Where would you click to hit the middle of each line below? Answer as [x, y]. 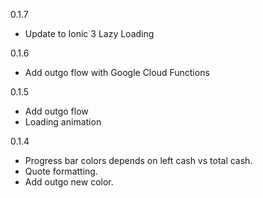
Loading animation [63, 122]
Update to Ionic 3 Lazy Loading [89, 33]
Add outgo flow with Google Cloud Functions [117, 72]
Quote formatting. [61, 171]
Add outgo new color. [69, 182]
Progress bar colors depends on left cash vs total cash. [138, 160]
